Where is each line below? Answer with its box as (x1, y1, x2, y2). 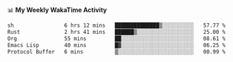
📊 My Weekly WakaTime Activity (7, 6, 107, 14)
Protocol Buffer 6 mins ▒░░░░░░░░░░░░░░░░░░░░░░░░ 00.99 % (7, 48, 226, 55)
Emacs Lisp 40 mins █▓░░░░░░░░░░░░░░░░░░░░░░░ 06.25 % (7, 42, 226, 49)
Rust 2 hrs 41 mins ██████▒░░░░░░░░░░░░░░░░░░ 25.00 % (7, 28, 226, 35)
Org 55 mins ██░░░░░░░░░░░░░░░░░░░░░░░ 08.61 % (7, 35, 226, 42)
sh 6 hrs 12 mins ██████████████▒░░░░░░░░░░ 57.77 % (7, 22, 226, 29)
